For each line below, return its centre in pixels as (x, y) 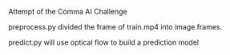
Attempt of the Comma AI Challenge (68, 12)
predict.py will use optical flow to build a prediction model (103, 42)
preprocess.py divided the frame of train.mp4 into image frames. (115, 27)
